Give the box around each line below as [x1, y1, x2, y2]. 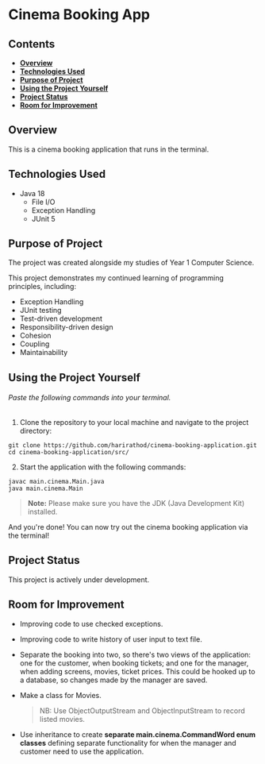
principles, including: [8, 282, 77, 291]
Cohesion [19, 331, 52, 341]
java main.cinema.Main [8, 484, 83, 493]
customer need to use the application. [19, 747, 144, 756]
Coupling [19, 339, 50, 349]
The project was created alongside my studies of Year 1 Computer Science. [8, 258, 255, 268]
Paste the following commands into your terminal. [8, 393, 171, 403]
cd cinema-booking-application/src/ [8, 449, 129, 457]
